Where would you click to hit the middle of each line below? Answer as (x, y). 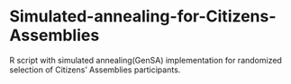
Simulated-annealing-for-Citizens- (143, 17)
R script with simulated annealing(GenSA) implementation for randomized (145, 60)
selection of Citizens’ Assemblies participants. (95, 70)
